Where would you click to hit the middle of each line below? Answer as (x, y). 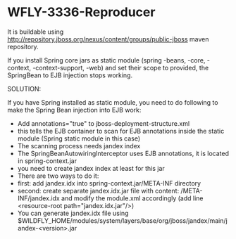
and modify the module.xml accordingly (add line (132, 198)
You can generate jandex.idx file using (73, 213)
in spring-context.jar (47, 161)
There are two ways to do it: (58, 176)
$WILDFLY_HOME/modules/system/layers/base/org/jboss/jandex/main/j (122, 220)
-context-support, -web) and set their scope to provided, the (121, 67)
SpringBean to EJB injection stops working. (70, 75)
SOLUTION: (24, 89)
